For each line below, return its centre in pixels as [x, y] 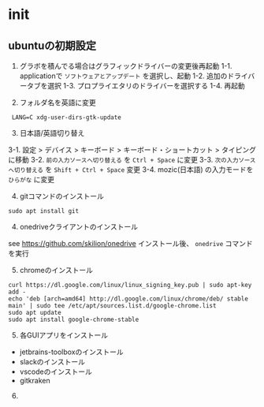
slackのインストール [52, 362]
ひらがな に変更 [32, 179]
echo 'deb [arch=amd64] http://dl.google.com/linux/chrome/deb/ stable [128, 299]
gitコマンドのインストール [62, 196]
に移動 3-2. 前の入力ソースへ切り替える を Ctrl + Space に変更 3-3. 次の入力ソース [132, 160]
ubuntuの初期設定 [52, 45]
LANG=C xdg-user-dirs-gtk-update [67, 118]
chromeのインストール [56, 270]
